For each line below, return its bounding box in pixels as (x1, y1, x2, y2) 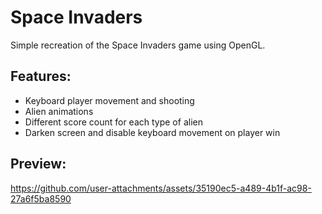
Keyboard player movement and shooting (24, 94, 195, 106)
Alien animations (24, 105, 94, 117)
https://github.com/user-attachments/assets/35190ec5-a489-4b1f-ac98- (10, 182, 312, 194)
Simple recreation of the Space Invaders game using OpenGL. (10, 39, 266, 51)
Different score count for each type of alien (24, 116, 203, 128)
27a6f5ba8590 (10, 192, 72, 205)
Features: (10, 68, 72, 85)
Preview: (10, 156, 67, 173)
